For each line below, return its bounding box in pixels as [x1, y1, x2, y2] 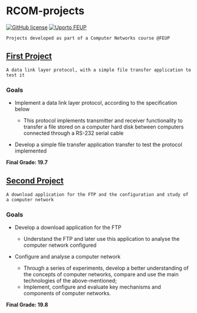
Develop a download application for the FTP [14, 224, 122, 231]
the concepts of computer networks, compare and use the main [23, 271, 179, 278]
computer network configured [23, 241, 97, 249]
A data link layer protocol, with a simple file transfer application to [6, 67, 192, 73]
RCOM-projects [6, 4, 84, 18]
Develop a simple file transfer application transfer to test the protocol [14, 141, 183, 149]
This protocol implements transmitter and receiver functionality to [23, 117, 183, 124]
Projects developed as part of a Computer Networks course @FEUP [6, 35, 170, 41]
